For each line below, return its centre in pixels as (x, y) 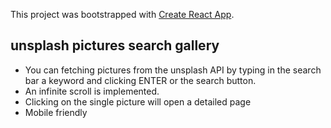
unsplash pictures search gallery (115, 45)
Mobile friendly (56, 112)
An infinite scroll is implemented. (92, 91)
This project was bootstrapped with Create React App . (122, 14)
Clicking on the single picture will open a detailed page (138, 101)
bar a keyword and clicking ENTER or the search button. (140, 80)
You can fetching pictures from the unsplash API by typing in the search (173, 70)
